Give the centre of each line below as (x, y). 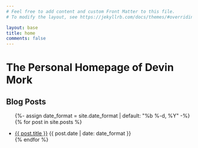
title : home (21, 33)
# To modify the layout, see (42, 17)
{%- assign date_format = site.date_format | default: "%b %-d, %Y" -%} (102, 116)
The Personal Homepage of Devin (90, 68)
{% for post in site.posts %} (48, 122)
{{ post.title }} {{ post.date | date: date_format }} (73, 133)
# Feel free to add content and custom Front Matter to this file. (91, 11)
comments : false (26, 39)
